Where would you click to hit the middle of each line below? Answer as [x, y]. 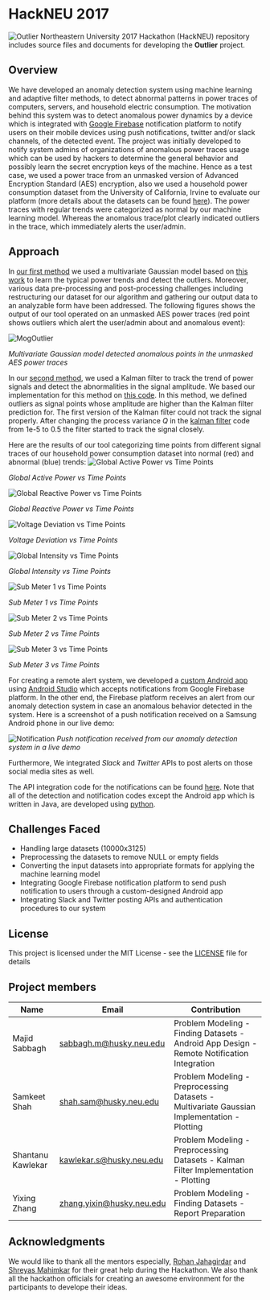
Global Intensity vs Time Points [59, 571]
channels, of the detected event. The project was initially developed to [125, 141]
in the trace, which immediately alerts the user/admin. [97, 226]
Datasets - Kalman [209, 1160]
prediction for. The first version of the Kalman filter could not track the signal [135, 412]
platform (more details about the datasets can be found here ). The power [129, 200]
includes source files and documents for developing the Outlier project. [127, 44]
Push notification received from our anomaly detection [147, 738]
